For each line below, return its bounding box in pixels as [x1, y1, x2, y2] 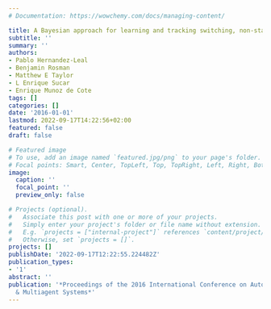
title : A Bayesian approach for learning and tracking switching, [8, 26, 236, 35]
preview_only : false [15, 191, 85, 199]
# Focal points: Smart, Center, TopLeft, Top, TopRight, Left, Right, [8, 161, 251, 169]
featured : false [8, 124, 63, 132]
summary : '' [8, 41, 48, 49]
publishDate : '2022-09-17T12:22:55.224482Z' [8, 251, 161, 259]
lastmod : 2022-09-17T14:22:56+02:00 [8, 116, 131, 125]
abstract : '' [8, 273, 52, 281]
